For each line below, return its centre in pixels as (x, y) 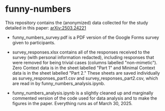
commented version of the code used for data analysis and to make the (85, 98)
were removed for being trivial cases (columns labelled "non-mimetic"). (85, 62)
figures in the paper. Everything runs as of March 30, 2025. (72, 103)
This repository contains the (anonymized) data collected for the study (77, 23)
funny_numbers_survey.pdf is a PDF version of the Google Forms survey (85, 37)
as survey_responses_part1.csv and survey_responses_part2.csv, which (85, 78)
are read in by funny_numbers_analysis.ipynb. (59, 83)
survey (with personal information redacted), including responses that (83, 57)
